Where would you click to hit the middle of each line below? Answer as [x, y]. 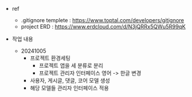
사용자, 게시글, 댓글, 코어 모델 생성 [70, 81]
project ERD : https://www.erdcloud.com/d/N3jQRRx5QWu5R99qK [103, 27]
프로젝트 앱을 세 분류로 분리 [71, 66]
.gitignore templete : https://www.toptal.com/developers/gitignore [103, 20]
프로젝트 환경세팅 [50, 58]
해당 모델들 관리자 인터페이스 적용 [70, 88]
